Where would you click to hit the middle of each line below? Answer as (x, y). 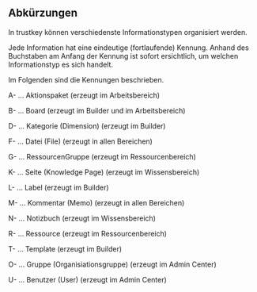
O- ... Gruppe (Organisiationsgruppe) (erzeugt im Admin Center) (113, 264)
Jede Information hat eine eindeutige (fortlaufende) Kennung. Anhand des (128, 48)
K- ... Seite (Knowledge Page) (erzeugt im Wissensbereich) (104, 172)
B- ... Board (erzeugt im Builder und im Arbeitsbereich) (97, 110)
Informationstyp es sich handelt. (60, 64)
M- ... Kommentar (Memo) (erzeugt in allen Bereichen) (96, 202)
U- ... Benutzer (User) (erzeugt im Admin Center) (88, 279)
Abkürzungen (43, 13)
